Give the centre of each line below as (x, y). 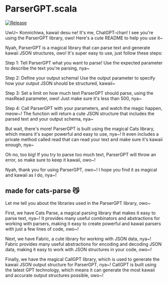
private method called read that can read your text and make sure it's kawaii (84, 139)
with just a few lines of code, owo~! (42, 229)
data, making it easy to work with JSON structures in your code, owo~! (78, 249)
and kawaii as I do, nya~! (31, 175)
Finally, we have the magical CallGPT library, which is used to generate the (82, 259)
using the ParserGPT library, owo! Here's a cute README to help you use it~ (84, 38)
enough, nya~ (20, 145)
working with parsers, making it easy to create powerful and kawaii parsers (83, 223)
